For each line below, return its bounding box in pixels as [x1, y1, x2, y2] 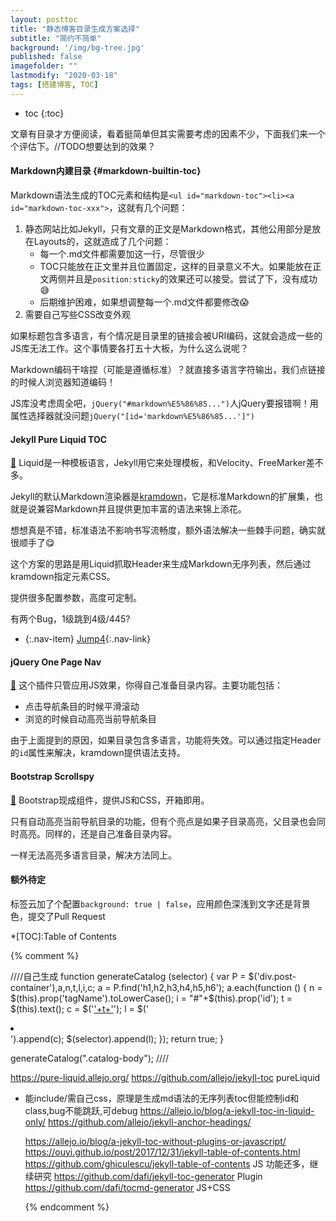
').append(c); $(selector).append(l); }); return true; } [10, 1032, 225, 1045]
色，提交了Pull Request [10, 910, 106, 922]
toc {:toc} [24, 107, 65, 119]
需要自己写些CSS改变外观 [24, 308, 131, 320]
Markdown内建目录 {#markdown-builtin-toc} [10, 165, 202, 177]
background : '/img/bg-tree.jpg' [10, 42, 145, 53]
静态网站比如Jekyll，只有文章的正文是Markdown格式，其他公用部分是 [24, 222, 313, 235]
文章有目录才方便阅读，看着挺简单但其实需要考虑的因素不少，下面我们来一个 [10, 127, 326, 140]
